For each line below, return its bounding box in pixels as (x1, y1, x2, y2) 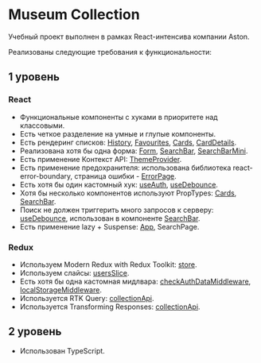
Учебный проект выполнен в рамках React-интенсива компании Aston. (8, 32, 250, 41)
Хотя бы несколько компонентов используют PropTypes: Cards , (19, 188, 237, 198)
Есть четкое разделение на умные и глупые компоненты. (19, 129, 216, 138)
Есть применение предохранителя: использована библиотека (19, 163, 232, 172)
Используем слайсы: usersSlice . (19, 268, 130, 277)
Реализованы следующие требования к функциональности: (8, 47, 212, 56)
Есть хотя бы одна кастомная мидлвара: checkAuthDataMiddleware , (19, 276, 251, 286)
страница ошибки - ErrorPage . (74, 171, 177, 180)
